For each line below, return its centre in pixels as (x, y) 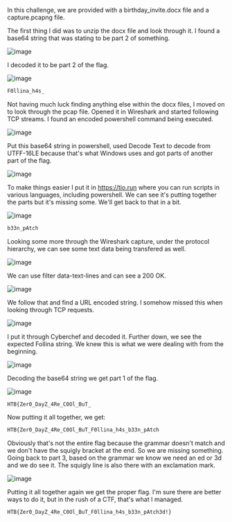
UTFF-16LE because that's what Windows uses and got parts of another (110, 153)
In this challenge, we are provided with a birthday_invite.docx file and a (108, 10)
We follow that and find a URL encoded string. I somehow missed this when (115, 302)
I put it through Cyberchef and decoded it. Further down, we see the (105, 336)
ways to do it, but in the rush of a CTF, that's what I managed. (95, 499)
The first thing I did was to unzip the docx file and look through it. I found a (114, 31)
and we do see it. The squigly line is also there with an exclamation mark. (111, 465)
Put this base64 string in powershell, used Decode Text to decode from (109, 145)
